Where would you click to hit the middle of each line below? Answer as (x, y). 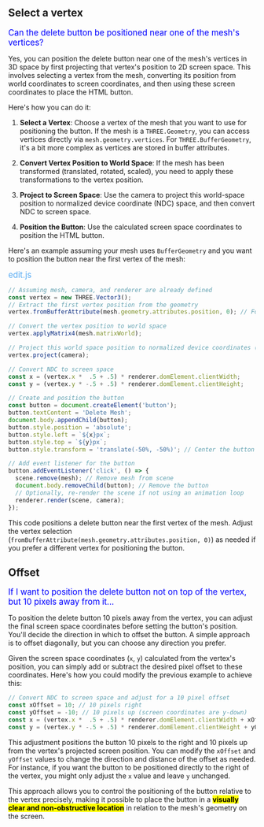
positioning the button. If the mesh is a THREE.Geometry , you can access (134, 131)
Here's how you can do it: (50, 107)
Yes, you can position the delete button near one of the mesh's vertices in (128, 58)
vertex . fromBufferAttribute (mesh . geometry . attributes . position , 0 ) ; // (128, 312)
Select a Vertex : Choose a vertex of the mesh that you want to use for (133, 122)
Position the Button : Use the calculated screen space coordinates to (130, 227)
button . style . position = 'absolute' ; (70, 427)
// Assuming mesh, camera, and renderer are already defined (110, 290)
